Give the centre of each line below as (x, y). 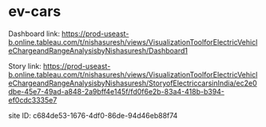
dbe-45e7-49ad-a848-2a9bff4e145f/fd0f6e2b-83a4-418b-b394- (117, 91)
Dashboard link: (34, 34)
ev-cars (35, 12)
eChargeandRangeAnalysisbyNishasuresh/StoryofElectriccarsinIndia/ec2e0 (133, 83)
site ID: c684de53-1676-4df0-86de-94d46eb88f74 (93, 115)
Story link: (25, 65)
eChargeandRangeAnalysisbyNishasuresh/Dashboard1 (98, 50)
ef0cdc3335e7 (33, 100)
